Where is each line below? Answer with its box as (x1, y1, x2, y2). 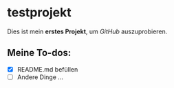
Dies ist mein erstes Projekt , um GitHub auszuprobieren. (7, 27, 168, 35)
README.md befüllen (17, 65, 78, 73)
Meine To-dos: (7, 47, 72, 59)
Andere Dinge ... (17, 73, 64, 81)
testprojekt (7, 5, 72, 20)
